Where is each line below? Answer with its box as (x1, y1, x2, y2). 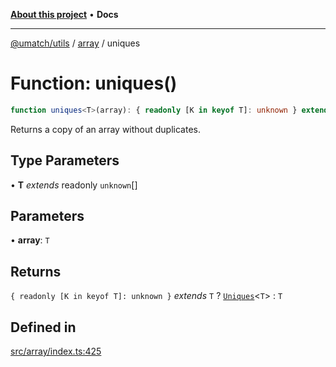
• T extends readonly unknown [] (10, 179, 138, 191)
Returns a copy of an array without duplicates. (10, 123, 202, 135)
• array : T (10, 234, 50, 246)
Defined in (10, 319, 77, 336)
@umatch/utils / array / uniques (10, 37, 141, 49)
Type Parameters (10, 152, 120, 169)
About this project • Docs (10, 9, 119, 20)
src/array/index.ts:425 (10, 345, 102, 358)
